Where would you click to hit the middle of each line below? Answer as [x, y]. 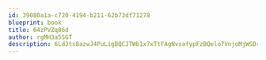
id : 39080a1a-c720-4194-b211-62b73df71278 [79, 15]
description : [30, 44]
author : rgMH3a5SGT [40, 37]
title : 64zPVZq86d [38, 30]
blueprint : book [35, 23]
